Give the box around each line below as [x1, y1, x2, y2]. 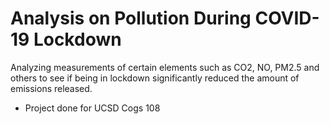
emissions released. [10, 82, 93, 94]
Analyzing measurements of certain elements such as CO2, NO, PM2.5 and [10, 61, 320, 73]
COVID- [254, 7, 320, 30]
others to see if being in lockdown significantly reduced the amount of [10, 72, 300, 84]
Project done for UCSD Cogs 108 [24, 102, 161, 114]
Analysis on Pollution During [10, 7, 252, 30]
